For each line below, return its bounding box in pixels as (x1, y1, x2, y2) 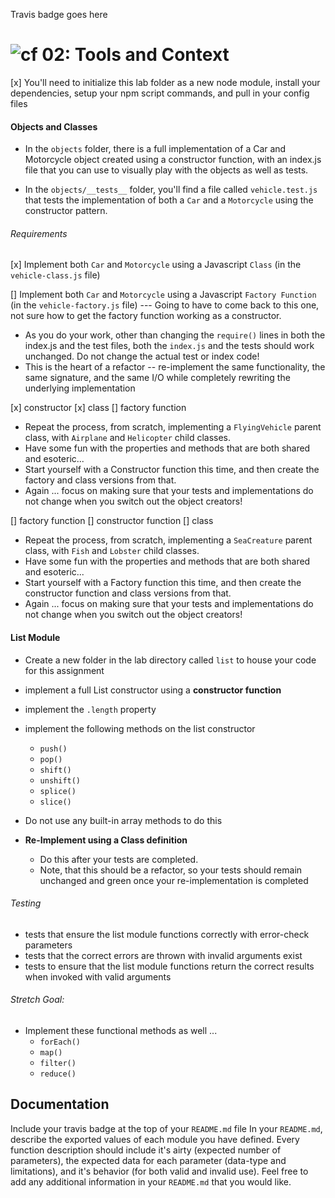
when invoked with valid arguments (24, 970, 172, 983)
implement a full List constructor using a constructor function (24, 684, 282, 696)
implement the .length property (24, 703, 157, 715)
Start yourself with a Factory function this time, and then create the (24, 577, 302, 589)
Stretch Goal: (10, 994, 65, 1006)
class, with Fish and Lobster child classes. (24, 545, 200, 557)
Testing (10, 897, 42, 909)
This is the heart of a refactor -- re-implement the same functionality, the (24, 361, 326, 373)
